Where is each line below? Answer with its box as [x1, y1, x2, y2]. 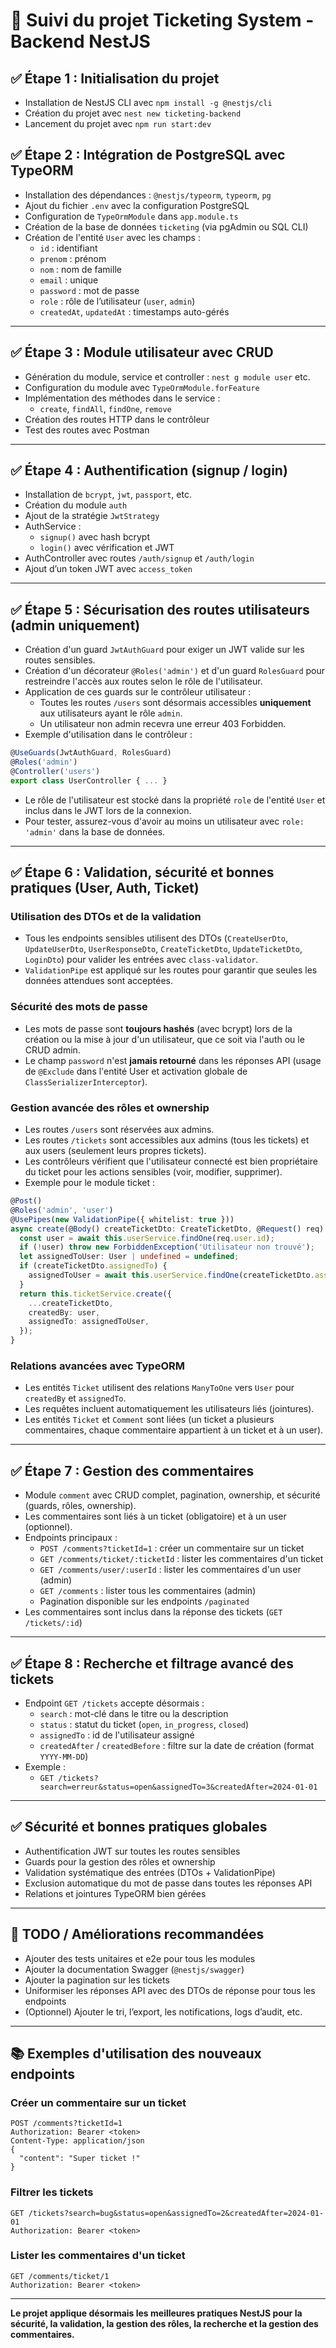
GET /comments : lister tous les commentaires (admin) [39, 1585, 257, 1597]
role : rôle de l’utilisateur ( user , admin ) [39, 295, 196, 307]
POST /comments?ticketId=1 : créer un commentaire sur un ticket [39, 1542, 305, 1554]
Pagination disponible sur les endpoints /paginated [39, 1595, 250, 1608]
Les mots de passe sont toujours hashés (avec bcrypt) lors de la [24, 1022, 293, 1034]
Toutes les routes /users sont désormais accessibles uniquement [39, 697, 312, 709]
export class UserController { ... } [10, 775, 168, 786]
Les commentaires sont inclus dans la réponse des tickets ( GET [24, 1606, 283, 1618]
